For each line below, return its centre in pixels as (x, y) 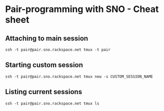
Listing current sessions (44, 92)
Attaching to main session (47, 38)
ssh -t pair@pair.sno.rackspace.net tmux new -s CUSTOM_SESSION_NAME (79, 76)
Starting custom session (44, 65)
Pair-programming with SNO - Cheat (82, 9)
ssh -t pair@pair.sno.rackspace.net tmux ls (52, 103)
